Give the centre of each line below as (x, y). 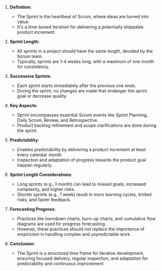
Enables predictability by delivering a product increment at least (81, 149)
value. (23, 22)
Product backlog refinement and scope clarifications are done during (87, 125)
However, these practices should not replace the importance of (81, 229)
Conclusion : (22, 244)
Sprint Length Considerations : (41, 175)
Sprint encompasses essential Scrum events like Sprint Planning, (82, 115)
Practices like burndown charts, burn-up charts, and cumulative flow (86, 219)
